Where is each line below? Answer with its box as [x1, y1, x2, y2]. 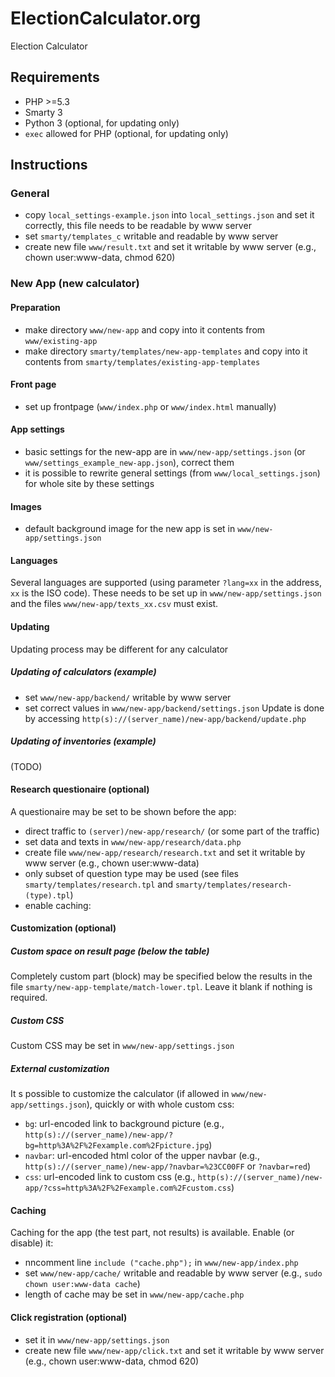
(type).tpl [24, 890, 71, 901]
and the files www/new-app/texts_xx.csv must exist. [10, 598, 219, 610]
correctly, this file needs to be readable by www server [24, 220, 252, 232]
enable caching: [24, 899, 92, 911]
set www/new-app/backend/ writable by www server [24, 691, 232, 703]
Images [10, 500, 42, 512]
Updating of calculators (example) [10, 666, 157, 678]
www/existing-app [24, 336, 98, 346]
